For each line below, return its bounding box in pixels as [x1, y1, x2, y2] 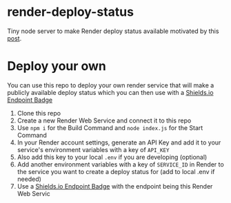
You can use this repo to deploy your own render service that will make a [7, 81, 214, 89]
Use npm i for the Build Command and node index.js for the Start [17, 123, 203, 131]
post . [7, 34, 22, 42]
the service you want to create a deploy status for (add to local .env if [17, 167, 215, 175]
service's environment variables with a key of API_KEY [17, 145, 170, 153]
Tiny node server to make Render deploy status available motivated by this [7, 27, 219, 35]
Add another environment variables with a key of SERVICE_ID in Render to [17, 160, 224, 169]
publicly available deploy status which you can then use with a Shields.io [7, 88, 214, 96]
